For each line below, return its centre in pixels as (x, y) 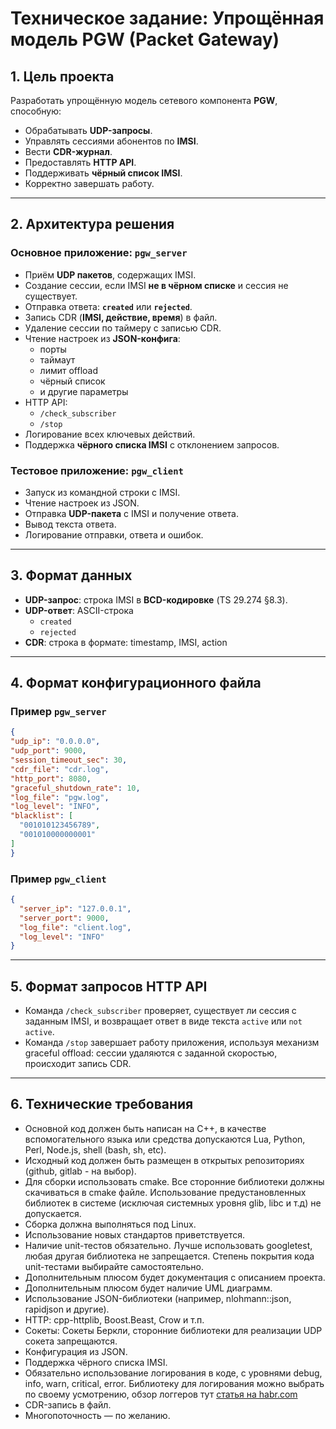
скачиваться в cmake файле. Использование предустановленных (165, 1192)
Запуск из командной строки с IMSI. (102, 492)
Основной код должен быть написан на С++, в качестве (145, 1128)
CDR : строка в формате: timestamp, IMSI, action (126, 642)
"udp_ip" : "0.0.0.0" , (55, 742)
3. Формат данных (71, 575)
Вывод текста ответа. (70, 524)
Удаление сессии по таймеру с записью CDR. (123, 328)
